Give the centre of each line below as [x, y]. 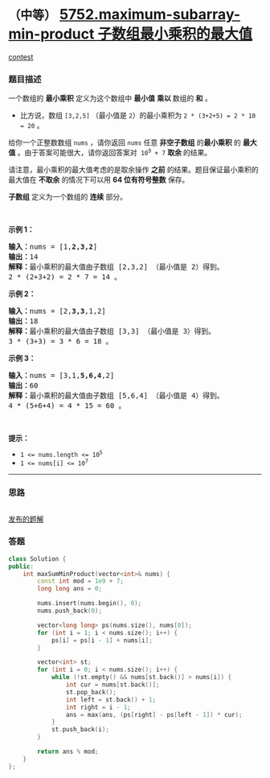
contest [21, 56]
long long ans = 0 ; [70, 589]
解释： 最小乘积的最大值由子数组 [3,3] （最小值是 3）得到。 [112, 331]
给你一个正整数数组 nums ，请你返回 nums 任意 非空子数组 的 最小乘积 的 [125, 142]
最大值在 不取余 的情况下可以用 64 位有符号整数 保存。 [99, 180]
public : [21, 566]
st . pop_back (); [91, 692]
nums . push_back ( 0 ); [70, 611]
